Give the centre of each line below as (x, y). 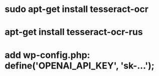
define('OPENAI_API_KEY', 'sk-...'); (80, 65)
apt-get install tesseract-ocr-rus (74, 32)
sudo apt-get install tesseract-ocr (77, 9)
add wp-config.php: (47, 55)
